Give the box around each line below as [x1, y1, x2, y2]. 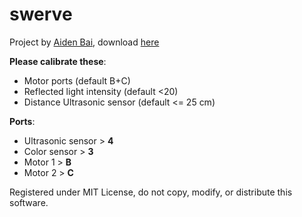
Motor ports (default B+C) [23, 74, 131, 87]
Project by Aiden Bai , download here [9, 36, 160, 48]
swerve [9, 3, 73, 26]
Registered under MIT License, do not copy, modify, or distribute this [9, 186, 293, 198]
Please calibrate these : [9, 55, 107, 67]
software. [9, 196, 49, 208]
